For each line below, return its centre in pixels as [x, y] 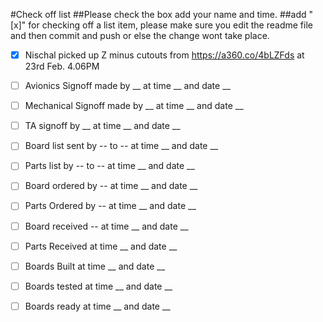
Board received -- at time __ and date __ [106, 226]
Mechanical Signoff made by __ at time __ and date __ [134, 106]
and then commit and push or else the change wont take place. [140, 35]
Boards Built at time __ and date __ [95, 266]
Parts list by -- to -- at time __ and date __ [109, 166]
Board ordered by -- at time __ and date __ [111, 186]
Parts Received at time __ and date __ [101, 246]
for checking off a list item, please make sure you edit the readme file [170, 25]
